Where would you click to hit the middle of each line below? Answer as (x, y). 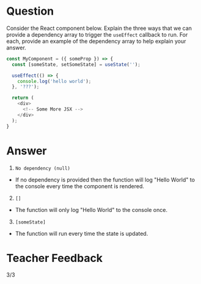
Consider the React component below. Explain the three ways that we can (99, 28)
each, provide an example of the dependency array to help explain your (96, 41)
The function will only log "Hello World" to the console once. (91, 209)
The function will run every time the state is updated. (82, 233)
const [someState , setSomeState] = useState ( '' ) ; (76, 64)
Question (30, 11)
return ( (23, 98)
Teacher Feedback (54, 258)
